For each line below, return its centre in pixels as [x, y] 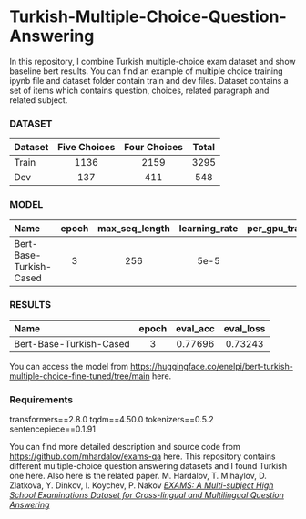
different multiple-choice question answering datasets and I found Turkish [148, 466]
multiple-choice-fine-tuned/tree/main [80, 376]
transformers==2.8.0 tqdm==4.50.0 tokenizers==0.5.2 [112, 420]
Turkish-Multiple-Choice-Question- [148, 17]
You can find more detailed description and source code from [125, 447]
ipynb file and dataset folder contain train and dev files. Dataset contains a [149, 80]
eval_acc [196, 328]
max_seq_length [133, 228]
